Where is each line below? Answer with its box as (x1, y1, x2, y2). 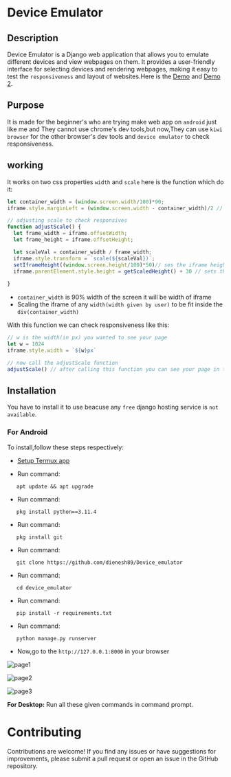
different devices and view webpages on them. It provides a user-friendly (7, 58, 215, 66)
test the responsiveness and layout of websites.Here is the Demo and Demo (7, 72, 221, 80)
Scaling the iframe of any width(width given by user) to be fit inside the (16, 300, 223, 308)
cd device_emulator (16, 584, 72, 592)
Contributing (7, 724, 82, 740)
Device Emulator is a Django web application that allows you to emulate (7, 50, 210, 58)
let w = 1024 (7, 341, 45, 348)
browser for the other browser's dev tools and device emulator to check (7, 132, 210, 140)
